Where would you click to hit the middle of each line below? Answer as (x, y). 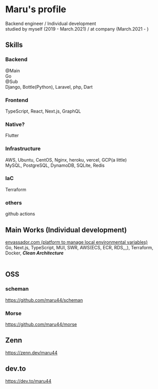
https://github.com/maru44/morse (41, 324)
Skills (14, 45)
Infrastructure (23, 149)
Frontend (17, 100)
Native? (15, 124)
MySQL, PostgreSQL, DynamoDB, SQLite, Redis (55, 165)
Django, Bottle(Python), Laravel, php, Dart (49, 87)
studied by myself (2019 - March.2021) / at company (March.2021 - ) (77, 29)
